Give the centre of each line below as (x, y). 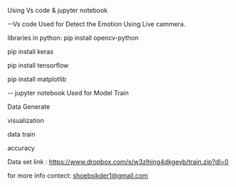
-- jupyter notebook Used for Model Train (68, 93)
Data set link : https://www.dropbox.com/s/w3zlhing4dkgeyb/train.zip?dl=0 (118, 162)
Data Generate (29, 107)
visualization (26, 121)
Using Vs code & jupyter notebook (58, 10)
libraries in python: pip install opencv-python (73, 38)
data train (21, 134)
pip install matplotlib (37, 79)
